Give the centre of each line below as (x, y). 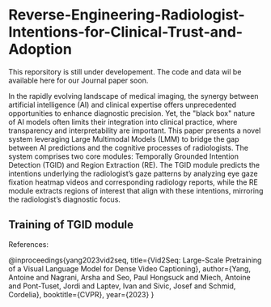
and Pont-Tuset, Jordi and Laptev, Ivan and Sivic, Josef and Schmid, (122, 286)
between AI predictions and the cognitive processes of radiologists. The (129, 147)
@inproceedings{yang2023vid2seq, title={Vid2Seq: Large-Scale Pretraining (135, 260)
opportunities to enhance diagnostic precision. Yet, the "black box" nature (132, 113)
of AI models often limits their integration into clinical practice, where (123, 122)
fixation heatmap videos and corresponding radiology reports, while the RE (133, 182)
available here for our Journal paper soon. (78, 80)
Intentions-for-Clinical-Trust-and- (126, 32)
